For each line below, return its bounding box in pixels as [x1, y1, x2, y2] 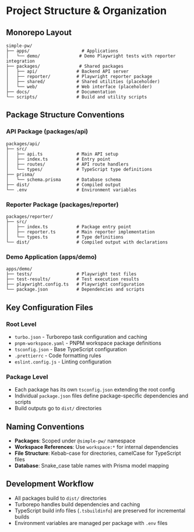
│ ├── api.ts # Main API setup [6, 151, 118, 157]
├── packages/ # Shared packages [6, 63, 124, 69]
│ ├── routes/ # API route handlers [6, 161, 129, 167]
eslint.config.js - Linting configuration [14, 358, 112, 365]
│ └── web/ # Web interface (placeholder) [6, 84, 153, 90]
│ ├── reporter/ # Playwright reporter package [6, 74, 153, 80]
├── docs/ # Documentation [6, 89, 116, 95]
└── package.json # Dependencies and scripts [6, 287, 144, 293]
